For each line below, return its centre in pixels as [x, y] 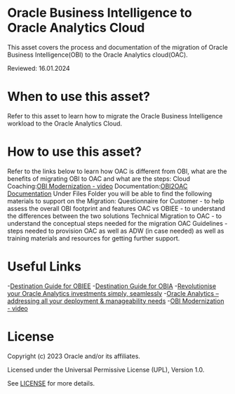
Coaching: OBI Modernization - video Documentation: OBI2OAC [98, 186]
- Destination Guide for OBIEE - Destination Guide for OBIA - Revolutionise [112, 286]
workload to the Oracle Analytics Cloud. [65, 123]
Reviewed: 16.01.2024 [39, 68]
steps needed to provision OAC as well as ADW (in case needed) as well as [116, 231]
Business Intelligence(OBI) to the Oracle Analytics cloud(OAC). [98, 55]
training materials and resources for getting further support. [94, 238]
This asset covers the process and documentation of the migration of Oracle [117, 47]
